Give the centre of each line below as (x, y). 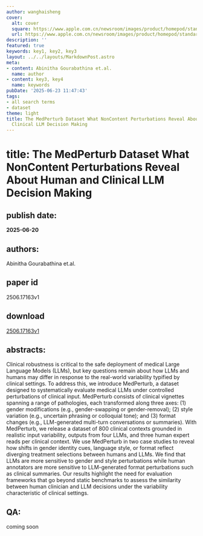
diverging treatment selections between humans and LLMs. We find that (96, 454)
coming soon (23, 527)
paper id (22, 283)
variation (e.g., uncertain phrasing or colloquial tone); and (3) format (91, 416)
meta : (13, 62)
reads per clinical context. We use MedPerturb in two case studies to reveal (100, 442)
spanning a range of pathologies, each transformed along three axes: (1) (96, 403)
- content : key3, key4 (35, 79)
